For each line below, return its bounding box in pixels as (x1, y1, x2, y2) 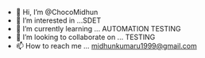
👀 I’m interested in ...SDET (15, 16, 102, 25)
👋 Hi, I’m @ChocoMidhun (15, 8, 99, 16)
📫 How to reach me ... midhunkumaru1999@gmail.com (15, 42, 197, 50)
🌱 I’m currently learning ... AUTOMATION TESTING (15, 24, 181, 33)
